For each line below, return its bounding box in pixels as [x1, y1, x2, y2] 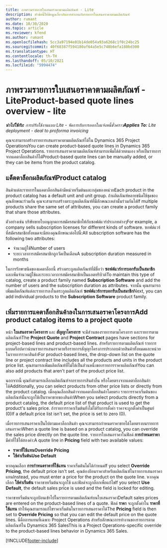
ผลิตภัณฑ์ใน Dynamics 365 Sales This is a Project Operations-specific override [5, 522, 162, 528]
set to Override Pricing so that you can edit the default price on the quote [5, 511, 157, 517]
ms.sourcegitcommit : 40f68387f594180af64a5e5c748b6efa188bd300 [5, 44, 140, 49]
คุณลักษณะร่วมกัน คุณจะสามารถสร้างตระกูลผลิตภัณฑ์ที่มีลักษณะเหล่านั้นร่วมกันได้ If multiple [5, 198, 158, 204]
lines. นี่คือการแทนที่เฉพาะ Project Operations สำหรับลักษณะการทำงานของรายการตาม [5, 517, 155, 523]
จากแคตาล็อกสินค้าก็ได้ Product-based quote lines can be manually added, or [5, 154, 153, 160]
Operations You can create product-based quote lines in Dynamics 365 [5, 143, 150, 149]
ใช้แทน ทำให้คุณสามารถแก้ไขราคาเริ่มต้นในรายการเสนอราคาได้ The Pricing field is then [5, 506, 157, 512]
